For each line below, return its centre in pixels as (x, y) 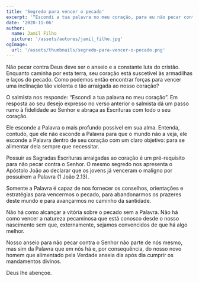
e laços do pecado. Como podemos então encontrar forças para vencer (94, 79)
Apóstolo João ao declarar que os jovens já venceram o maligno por (89, 170)
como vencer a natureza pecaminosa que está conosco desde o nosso (93, 218)
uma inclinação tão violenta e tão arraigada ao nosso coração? (83, 86)
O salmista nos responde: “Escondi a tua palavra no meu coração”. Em (92, 97)
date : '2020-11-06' (30, 22)
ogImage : (17, 45)
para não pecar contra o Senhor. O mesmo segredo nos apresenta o (89, 164)
